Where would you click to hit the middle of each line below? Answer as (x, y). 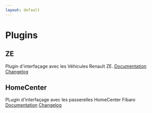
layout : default (22, 10)
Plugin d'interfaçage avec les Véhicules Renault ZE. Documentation (76, 66)
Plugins (22, 35)
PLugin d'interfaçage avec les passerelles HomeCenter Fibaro (70, 100)
